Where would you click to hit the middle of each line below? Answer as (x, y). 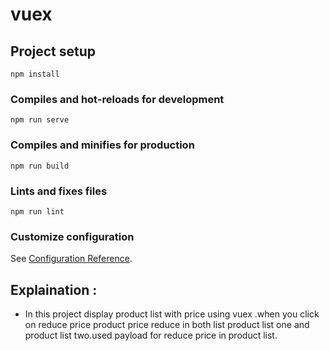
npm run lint (37, 211)
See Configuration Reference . (71, 259)
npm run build (40, 166)
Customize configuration (72, 236)
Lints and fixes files (59, 191)
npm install (35, 74)
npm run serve (40, 120)
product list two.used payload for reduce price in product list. (151, 335)
